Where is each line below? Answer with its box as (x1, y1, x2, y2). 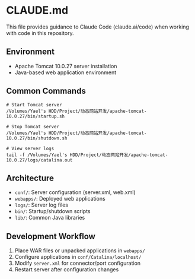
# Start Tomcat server (6, 102, 62, 107)
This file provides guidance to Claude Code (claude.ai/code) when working (6, 23, 190, 30)
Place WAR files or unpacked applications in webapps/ (14, 247, 145, 254)
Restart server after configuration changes (14, 266, 119, 273)
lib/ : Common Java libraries (14, 214, 85, 221)
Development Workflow (6, 231, 96, 241)
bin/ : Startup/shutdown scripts (14, 208, 91, 215)
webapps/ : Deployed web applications (14, 195, 106, 202)
